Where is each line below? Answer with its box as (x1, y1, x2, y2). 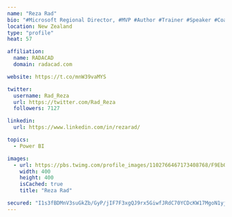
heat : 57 (7, 36, 32, 43)
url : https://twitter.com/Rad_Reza (13, 99, 116, 105)
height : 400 (19, 174, 54, 181)
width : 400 (19, 168, 51, 175)
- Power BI (13, 143, 45, 149)
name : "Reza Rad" (7, 10, 57, 17)
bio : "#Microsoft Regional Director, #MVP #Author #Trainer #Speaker (7, 17, 212, 23)
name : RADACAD (13, 54, 54, 62)
